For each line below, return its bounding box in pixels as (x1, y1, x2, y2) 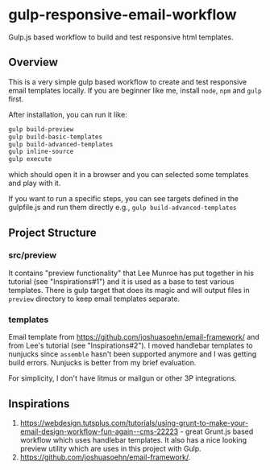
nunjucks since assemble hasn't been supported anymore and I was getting (8, 349, 257, 359)
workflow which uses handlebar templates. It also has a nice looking (19, 435, 247, 444)
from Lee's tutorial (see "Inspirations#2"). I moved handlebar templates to (8, 340, 254, 351)
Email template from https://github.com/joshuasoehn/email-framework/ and (8, 332, 260, 342)
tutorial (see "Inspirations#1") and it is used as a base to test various (8, 276, 235, 287)
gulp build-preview (8, 125, 74, 134)
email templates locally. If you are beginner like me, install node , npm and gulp (8, 85, 262, 95)
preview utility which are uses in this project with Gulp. (19, 443, 201, 453)
